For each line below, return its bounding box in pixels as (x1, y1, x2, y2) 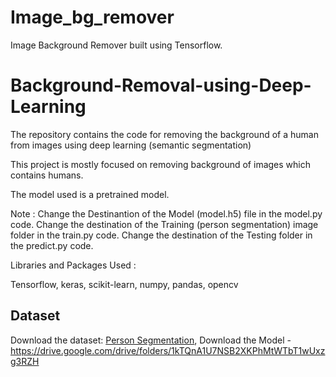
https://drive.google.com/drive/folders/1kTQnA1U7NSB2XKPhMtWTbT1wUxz (10, 344, 326, 356)
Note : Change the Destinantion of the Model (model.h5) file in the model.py (10, 207, 323, 220)
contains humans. (10, 169, 84, 181)
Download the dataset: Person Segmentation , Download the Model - (10, 334, 292, 346)
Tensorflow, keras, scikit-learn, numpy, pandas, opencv (10, 278, 239, 290)
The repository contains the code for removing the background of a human (10, 128, 319, 140)
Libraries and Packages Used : (10, 259, 137, 271)
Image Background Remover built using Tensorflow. (10, 39, 223, 51)
